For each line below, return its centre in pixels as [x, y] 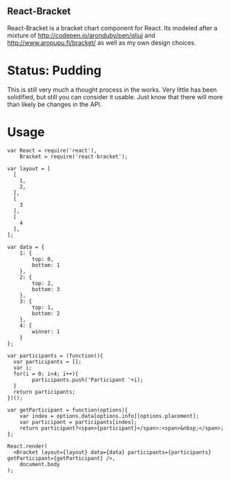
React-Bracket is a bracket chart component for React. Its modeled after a [112, 28]
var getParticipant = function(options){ [68, 410]
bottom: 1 [46, 265]
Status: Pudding [54, 70]
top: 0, [43, 259]
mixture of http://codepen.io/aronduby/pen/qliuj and [81, 35]
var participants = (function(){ [55, 356]
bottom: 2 [46, 313]
